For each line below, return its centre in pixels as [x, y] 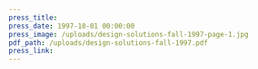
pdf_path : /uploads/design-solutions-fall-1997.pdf [108, 43]
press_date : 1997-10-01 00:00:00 [72, 26]
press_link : [31, 51]
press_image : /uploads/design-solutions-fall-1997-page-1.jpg [129, 34]
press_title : [33, 17]
